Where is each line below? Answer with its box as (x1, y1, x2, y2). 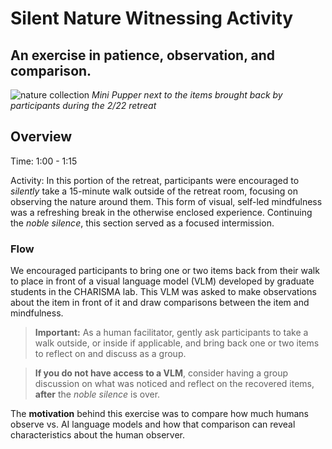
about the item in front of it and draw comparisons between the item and (10, 297, 310, 309)
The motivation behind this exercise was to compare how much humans (10, 408, 309, 420)
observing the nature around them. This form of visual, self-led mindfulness (10, 195, 323, 207)
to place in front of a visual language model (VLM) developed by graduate (10, 275, 315, 287)
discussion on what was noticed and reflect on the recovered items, (34, 378, 315, 390)
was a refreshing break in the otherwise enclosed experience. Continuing (10, 206, 313, 218)
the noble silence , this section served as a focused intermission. (10, 217, 275, 229)
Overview (10, 128, 73, 146)
